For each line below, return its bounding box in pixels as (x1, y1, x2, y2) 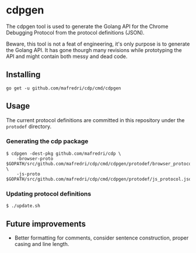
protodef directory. (6, 123, 51, 130)
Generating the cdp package (6, 137, 89, 145)
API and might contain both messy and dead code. (6, 53, 128, 60)
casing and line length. (14, 240, 69, 247)
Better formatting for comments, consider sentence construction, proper (14, 234, 189, 241)
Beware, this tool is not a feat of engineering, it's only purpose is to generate (6, 40, 190, 47)
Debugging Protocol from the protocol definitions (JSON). (6, 29, 145, 36)
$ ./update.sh (6, 203, 41, 209)
